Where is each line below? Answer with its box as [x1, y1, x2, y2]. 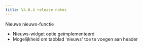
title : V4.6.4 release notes [5, 7, 67, 12]
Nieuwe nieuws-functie [5, 21, 54, 27]
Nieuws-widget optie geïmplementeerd [12, 30, 95, 36]
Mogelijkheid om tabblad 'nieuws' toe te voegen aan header [12, 36, 138, 42]
